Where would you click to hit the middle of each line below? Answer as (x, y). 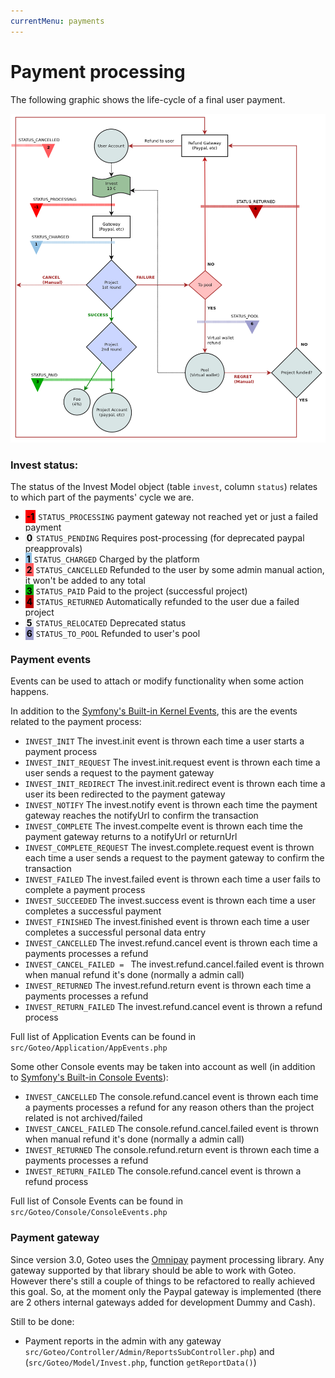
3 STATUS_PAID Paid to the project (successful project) (137, 591)
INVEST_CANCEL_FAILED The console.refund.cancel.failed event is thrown (171, 1129)
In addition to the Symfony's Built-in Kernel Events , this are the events (154, 711)
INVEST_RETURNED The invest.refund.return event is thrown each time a (168, 986)
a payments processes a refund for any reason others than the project (169, 1107)
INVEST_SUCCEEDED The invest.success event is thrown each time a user (170, 901)
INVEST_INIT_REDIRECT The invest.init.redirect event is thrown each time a (175, 784)
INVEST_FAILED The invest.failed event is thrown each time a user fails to (172, 879)
